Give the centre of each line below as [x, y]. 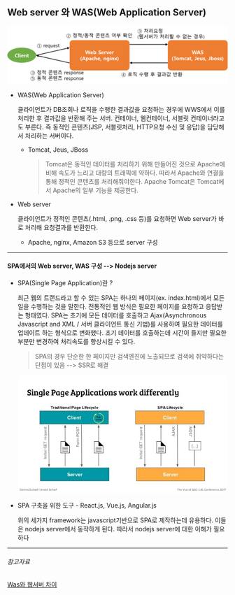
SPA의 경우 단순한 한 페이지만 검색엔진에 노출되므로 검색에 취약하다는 [129, 356]
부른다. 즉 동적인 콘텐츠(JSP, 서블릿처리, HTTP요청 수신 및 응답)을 [115, 127]
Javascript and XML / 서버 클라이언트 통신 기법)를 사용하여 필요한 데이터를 [120, 324]
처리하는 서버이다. [49, 136]
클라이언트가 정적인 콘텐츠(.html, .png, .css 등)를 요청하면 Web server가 [117, 218]
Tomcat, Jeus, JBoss [58, 150]
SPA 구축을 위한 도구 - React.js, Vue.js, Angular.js [87, 506]
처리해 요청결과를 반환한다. [62, 227]
